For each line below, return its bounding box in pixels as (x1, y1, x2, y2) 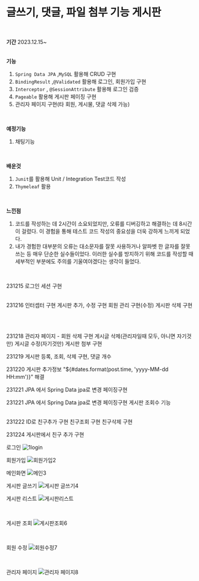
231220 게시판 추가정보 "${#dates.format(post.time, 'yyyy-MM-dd (6, 366, 169, 373)
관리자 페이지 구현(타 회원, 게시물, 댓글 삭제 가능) (14, 100, 130, 107)
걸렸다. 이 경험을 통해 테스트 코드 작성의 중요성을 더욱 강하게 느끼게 (21, 227, 179, 235)
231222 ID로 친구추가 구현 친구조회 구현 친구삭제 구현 (6, 417, 133, 425)
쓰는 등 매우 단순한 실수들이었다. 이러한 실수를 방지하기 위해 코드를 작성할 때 (14, 250, 194, 257)
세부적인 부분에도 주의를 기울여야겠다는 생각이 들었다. (14, 258, 141, 265)
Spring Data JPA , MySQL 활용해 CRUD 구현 (14, 70, 116, 77)
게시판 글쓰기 (6, 482, 37, 489)
